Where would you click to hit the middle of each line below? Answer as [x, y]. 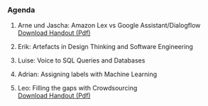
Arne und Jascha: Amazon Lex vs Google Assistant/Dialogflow [109, 26]
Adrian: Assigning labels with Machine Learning [87, 74]
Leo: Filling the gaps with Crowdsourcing [77, 88]
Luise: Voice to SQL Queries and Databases [81, 60]
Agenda [21, 10]
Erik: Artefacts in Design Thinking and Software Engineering [105, 47]
